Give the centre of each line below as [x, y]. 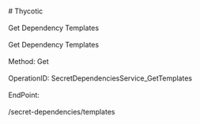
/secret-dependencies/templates [62, 112]
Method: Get [28, 61]
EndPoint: [24, 95]
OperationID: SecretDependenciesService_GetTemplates [100, 78]
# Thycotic [26, 11]
